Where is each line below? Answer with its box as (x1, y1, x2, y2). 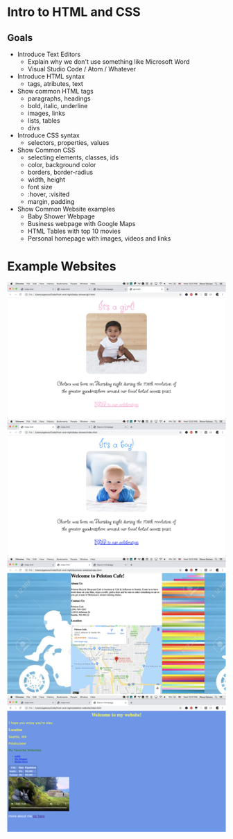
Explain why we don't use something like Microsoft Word (27, 58, 190, 66)
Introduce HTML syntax (17, 72, 85, 80)
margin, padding (27, 198, 75, 205)
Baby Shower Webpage (27, 212, 95, 220)
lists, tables (27, 116, 60, 125)
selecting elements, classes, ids (27, 153, 119, 162)
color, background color (27, 161, 96, 168)
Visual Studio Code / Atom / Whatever (27, 65, 137, 73)
